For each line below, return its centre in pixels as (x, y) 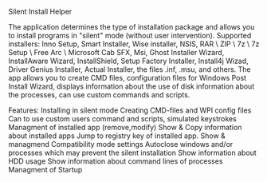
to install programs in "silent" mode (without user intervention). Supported (130, 36)
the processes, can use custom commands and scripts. (99, 95)
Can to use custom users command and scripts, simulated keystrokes (122, 119)
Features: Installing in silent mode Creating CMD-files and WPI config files (130, 110)
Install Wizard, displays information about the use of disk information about (132, 86)
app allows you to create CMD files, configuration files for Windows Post (128, 78)
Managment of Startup (45, 170)
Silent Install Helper (40, 12)
